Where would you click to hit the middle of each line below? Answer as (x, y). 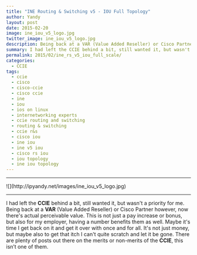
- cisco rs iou (30, 153)
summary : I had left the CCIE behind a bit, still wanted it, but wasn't (98, 50)
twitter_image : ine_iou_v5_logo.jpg (51, 39)
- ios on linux (30, 110)
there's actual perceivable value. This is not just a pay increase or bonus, (94, 216)
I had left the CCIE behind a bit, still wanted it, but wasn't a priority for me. (95, 203)
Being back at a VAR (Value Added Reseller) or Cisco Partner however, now (97, 209)
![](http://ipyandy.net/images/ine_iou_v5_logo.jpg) (66, 186)
